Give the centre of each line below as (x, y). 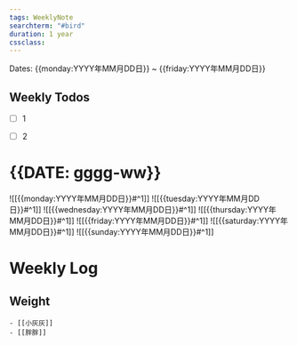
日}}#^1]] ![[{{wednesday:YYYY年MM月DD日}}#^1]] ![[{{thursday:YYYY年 (143, 210)
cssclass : (28, 42)
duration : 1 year (41, 34)
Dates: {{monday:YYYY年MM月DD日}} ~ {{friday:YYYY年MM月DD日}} (137, 68)
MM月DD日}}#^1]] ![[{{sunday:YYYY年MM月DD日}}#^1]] (112, 232)
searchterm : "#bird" (48, 26)
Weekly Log (54, 269)
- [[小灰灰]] (31, 324)
